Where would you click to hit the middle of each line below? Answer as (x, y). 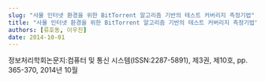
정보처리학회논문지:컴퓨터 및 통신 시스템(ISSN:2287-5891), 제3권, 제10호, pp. (128, 60)
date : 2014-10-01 (37, 37)
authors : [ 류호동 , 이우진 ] (47, 30)
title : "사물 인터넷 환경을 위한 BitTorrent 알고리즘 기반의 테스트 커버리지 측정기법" (133, 23)
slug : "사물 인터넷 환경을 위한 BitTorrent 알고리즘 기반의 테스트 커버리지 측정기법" (131, 15)
